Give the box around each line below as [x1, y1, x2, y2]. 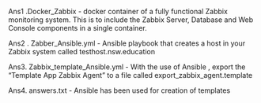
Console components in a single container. [8, 24, 148, 32]
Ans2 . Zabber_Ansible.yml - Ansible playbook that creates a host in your [8, 39, 246, 48]
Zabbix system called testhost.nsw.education [8, 47, 156, 56]
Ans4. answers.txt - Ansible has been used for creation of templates [8, 86, 231, 95]
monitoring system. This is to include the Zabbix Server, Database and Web [8, 15, 254, 24]
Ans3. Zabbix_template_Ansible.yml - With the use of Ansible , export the [8, 62, 246, 72]
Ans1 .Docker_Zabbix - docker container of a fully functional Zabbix [8, 7, 228, 16]
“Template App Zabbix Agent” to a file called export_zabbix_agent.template [8, 71, 253, 79]
